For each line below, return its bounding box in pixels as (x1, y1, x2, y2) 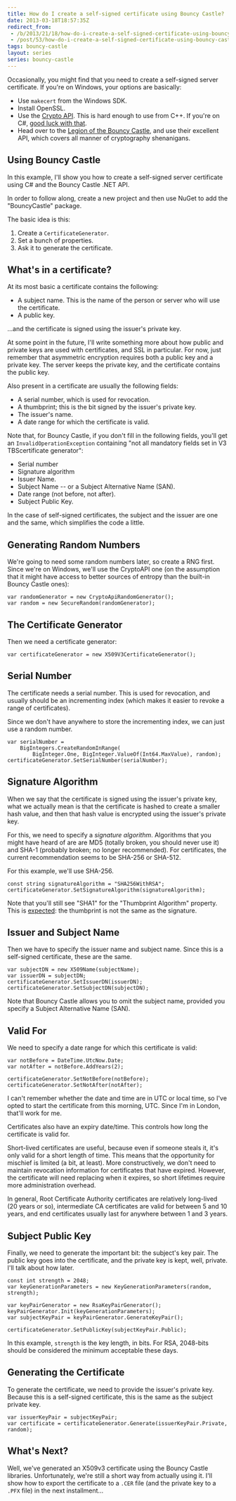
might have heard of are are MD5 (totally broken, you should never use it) (7, 838, 220, 846)
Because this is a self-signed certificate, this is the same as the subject (7, 1393, 213, 1401)
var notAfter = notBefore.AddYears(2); (7, 1063, 124, 1071)
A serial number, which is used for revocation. (17, 395, 151, 404)
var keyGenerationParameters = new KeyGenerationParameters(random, (7, 1284, 212, 1291)
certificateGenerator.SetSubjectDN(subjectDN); (7, 985, 150, 992)
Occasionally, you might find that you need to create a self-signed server (7, 75, 219, 84)
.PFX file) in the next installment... (7, 1486, 104, 1495)
